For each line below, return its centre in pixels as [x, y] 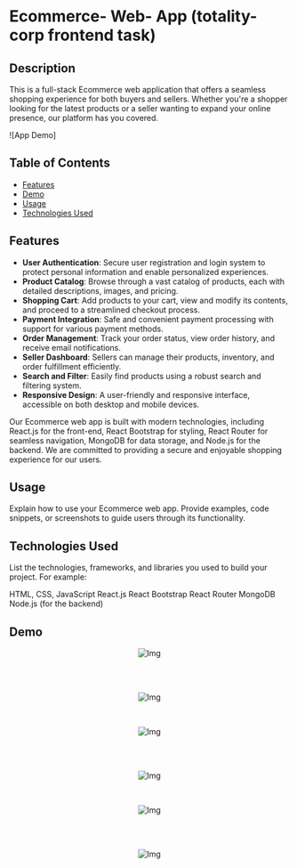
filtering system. [52, 385]
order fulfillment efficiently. [72, 366]
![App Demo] [32, 135]
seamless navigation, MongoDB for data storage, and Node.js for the [135, 440]
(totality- [224, 16]
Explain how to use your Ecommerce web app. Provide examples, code [139, 508]
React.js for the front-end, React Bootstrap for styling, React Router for [139, 431]
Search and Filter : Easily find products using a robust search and [141, 376]
